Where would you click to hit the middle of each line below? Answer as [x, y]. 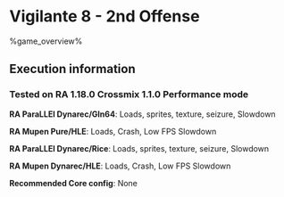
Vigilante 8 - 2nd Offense [104, 16]
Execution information [72, 69]
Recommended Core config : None [74, 183]
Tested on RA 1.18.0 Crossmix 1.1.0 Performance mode [129, 94]
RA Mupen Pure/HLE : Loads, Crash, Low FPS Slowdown [113, 131]
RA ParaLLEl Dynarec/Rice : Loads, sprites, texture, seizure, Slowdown [139, 148]
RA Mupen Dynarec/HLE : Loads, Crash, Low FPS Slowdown [120, 166]
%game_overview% [46, 41]
